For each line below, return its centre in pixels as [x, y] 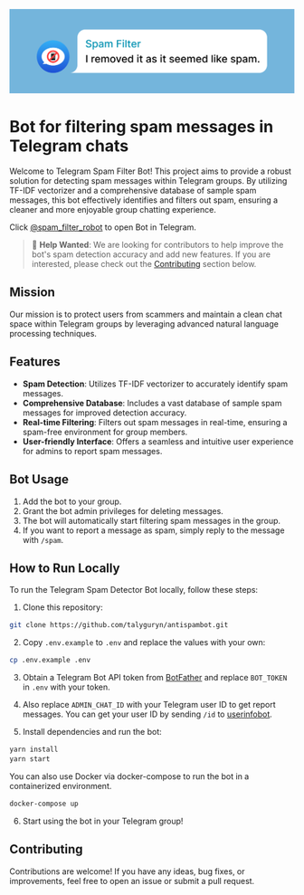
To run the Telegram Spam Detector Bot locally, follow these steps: [134, 590]
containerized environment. [61, 786]
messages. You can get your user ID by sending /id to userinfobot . [147, 714]
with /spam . [43, 539]
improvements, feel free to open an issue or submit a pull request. [132, 881]
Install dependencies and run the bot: [92, 732]
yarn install [34, 750]
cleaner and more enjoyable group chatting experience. [113, 210]
